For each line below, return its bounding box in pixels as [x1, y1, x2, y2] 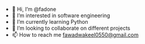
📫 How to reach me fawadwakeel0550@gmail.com [11, 32, 139, 38]
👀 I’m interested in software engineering [11, 12, 110, 19]
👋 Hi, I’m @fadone [11, 6, 57, 12]
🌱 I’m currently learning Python [11, 18, 88, 25]
